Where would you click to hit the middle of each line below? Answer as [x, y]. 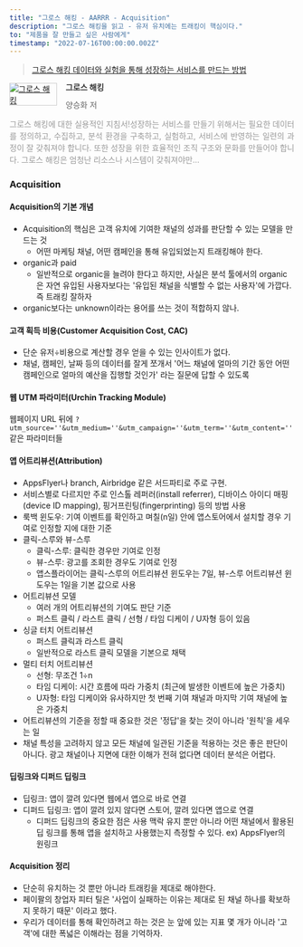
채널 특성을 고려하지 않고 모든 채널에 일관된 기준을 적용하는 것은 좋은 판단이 [155, 742]
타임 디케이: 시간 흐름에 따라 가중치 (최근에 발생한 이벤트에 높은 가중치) [161, 686]
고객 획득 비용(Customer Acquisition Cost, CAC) [99, 330]
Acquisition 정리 [40, 866]
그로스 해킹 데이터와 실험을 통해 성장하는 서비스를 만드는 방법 [139, 70]
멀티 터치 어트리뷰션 [57, 664]
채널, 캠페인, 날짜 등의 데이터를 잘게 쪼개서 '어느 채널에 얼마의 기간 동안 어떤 [156, 364]
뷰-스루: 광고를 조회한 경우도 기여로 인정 [107, 561]
